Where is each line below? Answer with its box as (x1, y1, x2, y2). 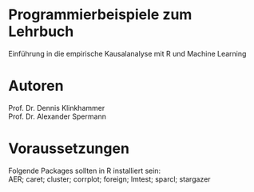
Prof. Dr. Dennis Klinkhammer (8, 103, 105, 112)
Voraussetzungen (8, 139, 130, 158)
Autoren (8, 77, 64, 95)
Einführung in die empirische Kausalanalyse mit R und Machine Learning (8, 49, 247, 58)
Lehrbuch (8, 22, 74, 41)
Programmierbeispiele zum (8, 6, 192, 24)
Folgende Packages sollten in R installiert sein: (8, 166, 161, 175)
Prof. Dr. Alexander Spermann (8, 112, 106, 121)
